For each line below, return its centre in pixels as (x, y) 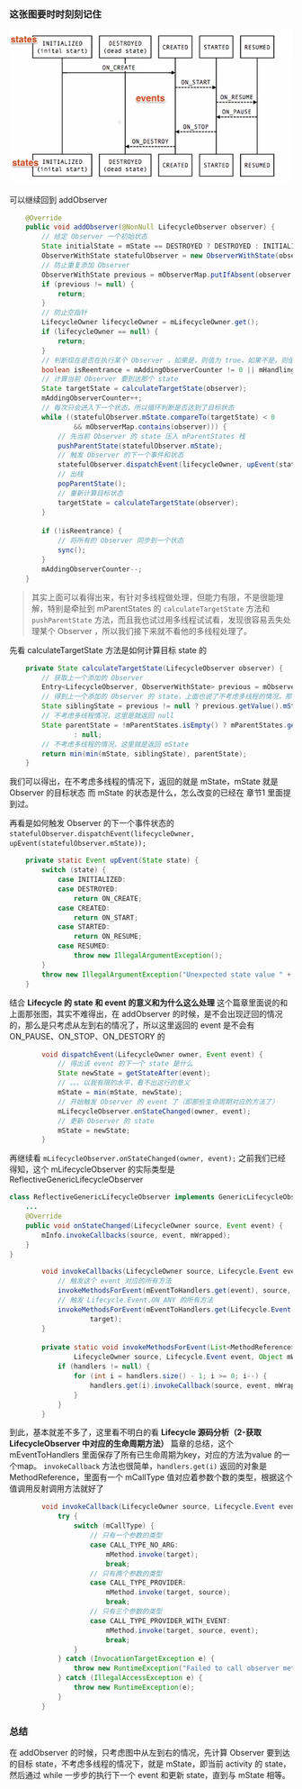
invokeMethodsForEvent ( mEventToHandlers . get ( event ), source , (174, 1291)
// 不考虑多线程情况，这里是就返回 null (108, 716)
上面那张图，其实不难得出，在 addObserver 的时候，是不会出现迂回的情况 (146, 1013)
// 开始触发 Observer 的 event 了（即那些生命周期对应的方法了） (168, 1102)
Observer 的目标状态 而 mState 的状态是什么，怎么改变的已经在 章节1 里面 (147, 793)
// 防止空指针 (65, 313)
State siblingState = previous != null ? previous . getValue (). (162, 706)
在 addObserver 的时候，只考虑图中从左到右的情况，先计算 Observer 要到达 (150, 1753)
